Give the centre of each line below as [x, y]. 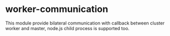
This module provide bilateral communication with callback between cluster [85, 23]
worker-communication [57, 9]
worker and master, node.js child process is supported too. [67, 28]
